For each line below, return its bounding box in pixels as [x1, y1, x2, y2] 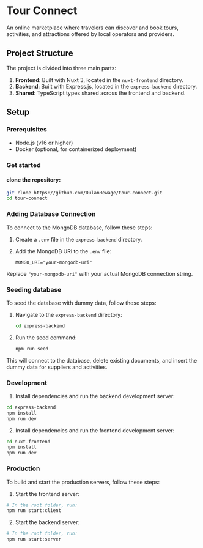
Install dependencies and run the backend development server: [15, 392, 175, 399]
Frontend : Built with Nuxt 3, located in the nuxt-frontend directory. [15, 76, 183, 83]
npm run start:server [6, 536, 62, 542]
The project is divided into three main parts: [6, 64, 116, 72]
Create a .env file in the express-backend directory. [15, 235, 142, 243]
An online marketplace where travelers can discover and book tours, [6, 24, 179, 31]
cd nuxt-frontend [6, 439, 51, 445]
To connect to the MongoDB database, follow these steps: [6, 224, 153, 231]
